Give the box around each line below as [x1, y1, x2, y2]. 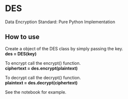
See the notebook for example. [5, 89, 67, 95]
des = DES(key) [5, 51, 37, 57]
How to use [5, 33, 40, 41]
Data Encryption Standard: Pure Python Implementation [5, 19, 115, 25]
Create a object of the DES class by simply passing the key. [5, 45, 123, 51]
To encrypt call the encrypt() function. [5, 60, 81, 66]
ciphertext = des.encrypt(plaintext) [5, 65, 78, 71]
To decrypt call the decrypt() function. [5, 74, 81, 80]
